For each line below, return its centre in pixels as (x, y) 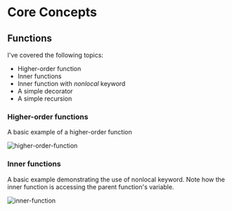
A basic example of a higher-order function (70, 132)
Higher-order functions (48, 117)
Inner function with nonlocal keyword (71, 84)
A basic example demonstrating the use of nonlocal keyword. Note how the (116, 179)
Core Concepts (52, 12)
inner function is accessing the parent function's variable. (91, 186)
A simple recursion (45, 98)
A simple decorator (45, 91)
